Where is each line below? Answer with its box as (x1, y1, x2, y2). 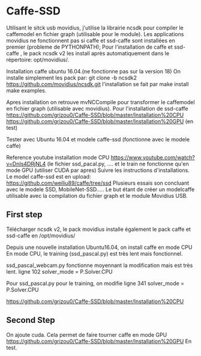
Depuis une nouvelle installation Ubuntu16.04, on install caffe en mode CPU (6, 244, 193, 251)
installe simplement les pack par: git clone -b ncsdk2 (6, 74, 137, 81)
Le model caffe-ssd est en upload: (6, 173, 91, 180)
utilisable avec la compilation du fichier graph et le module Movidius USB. (6, 192, 188, 199)
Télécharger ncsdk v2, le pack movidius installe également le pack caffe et (6, 226, 191, 233)
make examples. (6, 87, 47, 94)
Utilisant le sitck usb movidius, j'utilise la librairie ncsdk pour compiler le (6, 24, 184, 31)
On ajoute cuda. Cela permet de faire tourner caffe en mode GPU (6, 331, 167, 338)
